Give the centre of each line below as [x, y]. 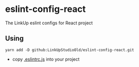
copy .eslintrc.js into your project [46, 59]
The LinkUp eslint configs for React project [49, 23]
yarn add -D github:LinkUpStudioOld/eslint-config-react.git [70, 50]
